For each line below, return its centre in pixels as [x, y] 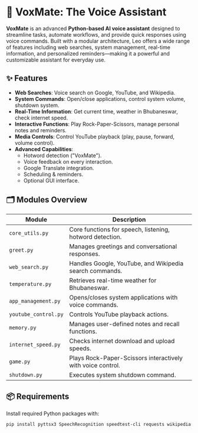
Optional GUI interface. [51, 180]
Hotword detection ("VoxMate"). [62, 155]
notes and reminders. [40, 130]
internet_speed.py [35, 344]
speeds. [80, 348]
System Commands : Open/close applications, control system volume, [100, 99]
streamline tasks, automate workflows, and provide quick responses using [96, 34]
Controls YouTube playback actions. [119, 314]
